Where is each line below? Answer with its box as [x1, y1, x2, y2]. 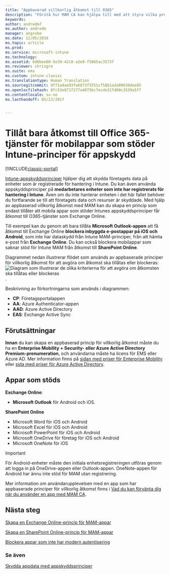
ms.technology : [5, 54, 37, 60]
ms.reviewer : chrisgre [5, 64, 53, 69]
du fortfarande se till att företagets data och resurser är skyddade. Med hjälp [5, 197, 165, 203]
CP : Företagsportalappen [12, 296, 65, 302]
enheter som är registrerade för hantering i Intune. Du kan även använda [5, 181, 156, 187]
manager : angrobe [5, 31, 42, 36]
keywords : [5, 17, 26, 22]
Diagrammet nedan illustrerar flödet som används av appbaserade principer [5, 254, 163, 261]
